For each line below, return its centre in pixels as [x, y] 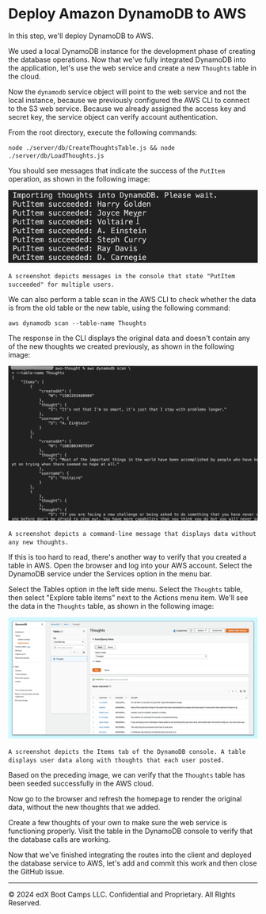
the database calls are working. [59, 839]
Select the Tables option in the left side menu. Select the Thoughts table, [125, 589]
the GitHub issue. [36, 872]
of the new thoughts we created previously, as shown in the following [122, 346]
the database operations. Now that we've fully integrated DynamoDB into [127, 59]
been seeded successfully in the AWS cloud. [81, 784]
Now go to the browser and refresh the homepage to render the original [125, 799]
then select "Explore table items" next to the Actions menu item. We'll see [128, 598]
